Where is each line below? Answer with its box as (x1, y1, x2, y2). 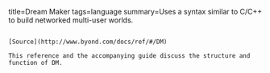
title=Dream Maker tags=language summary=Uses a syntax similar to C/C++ (8, 7, 263, 16)
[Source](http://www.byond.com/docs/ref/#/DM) (8, 38, 168, 46)
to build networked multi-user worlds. (8, 15, 134, 25)
